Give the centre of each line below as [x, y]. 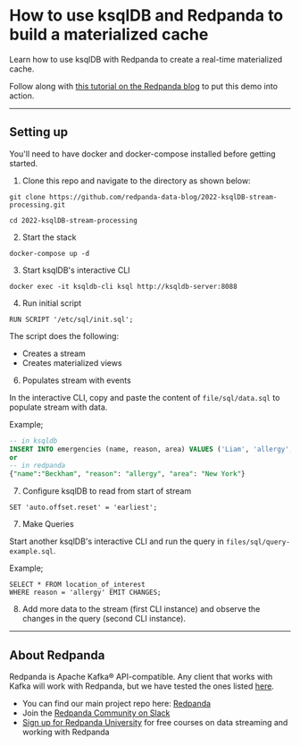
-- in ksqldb [33, 441]
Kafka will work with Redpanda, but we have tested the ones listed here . [142, 686]
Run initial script [52, 303]
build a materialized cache [109, 34]
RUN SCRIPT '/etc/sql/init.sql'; [71, 319]
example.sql [31, 552]
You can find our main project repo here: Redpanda [117, 703]
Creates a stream [54, 353]
